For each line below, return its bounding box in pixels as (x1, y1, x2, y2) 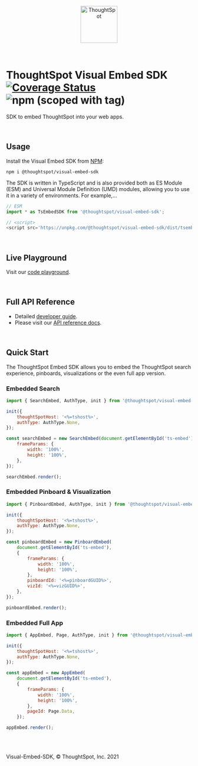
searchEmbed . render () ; (6, 474, 62, 480)
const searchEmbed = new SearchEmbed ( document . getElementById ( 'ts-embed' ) (6, 435, 194, 442)
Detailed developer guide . (14, 312, 78, 319)
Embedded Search (6, 384, 60, 393)
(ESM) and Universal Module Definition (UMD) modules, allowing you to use (6, 185, 190, 192)
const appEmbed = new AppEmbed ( (6, 670, 85, 676)
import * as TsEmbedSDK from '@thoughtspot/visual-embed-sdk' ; (6, 209, 165, 215)
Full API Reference (6, 297, 75, 307)
